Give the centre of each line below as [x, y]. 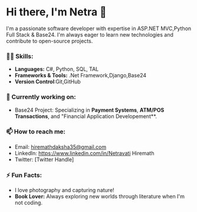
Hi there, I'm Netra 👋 [57, 12]
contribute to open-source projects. [50, 41]
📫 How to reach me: [36, 132]
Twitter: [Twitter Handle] [44, 159]
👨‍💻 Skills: [20, 56]
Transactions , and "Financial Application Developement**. [86, 116]
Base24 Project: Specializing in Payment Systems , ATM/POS [89, 110]
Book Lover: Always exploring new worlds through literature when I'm [99, 197]
